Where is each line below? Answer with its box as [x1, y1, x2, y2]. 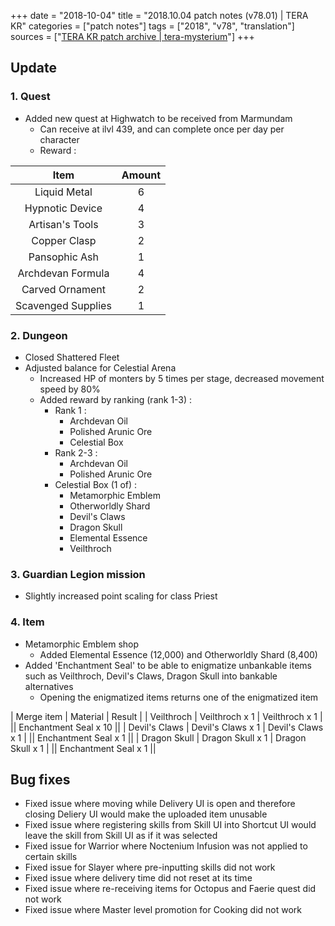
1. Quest [10, 90, 51, 104]
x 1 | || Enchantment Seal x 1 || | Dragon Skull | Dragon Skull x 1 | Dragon [10, 731, 307, 744]
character [39, 133, 80, 145]
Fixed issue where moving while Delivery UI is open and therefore [24, 798, 296, 810]
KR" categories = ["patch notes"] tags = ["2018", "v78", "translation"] [10, 20, 295, 32]
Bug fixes [10, 771, 71, 788]
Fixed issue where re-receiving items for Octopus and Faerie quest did [24, 883, 317, 895]
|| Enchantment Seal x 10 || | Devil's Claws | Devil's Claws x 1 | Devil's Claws [10, 721, 324, 733]
